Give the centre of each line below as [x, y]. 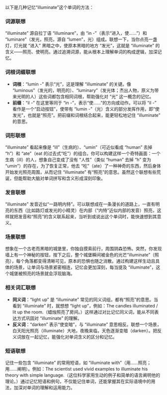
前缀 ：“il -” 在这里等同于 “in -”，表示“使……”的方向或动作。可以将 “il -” [84, 102]
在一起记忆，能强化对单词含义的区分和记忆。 [71, 337]
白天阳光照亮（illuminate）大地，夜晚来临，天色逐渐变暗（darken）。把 [85, 330]
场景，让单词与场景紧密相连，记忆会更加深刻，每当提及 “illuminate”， [85, 267]
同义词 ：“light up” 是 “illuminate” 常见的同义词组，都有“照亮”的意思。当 [85, 299]
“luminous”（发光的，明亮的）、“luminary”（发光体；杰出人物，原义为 [83, 90]
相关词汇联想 [21, 288]
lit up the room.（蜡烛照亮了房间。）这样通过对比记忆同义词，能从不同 [83, 312]
